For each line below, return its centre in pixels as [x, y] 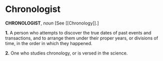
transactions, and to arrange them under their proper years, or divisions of [82, 38]
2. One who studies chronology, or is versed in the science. [66, 53]
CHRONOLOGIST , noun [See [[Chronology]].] [52, 23]
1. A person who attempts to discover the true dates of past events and [78, 32]
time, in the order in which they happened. [49, 43]
